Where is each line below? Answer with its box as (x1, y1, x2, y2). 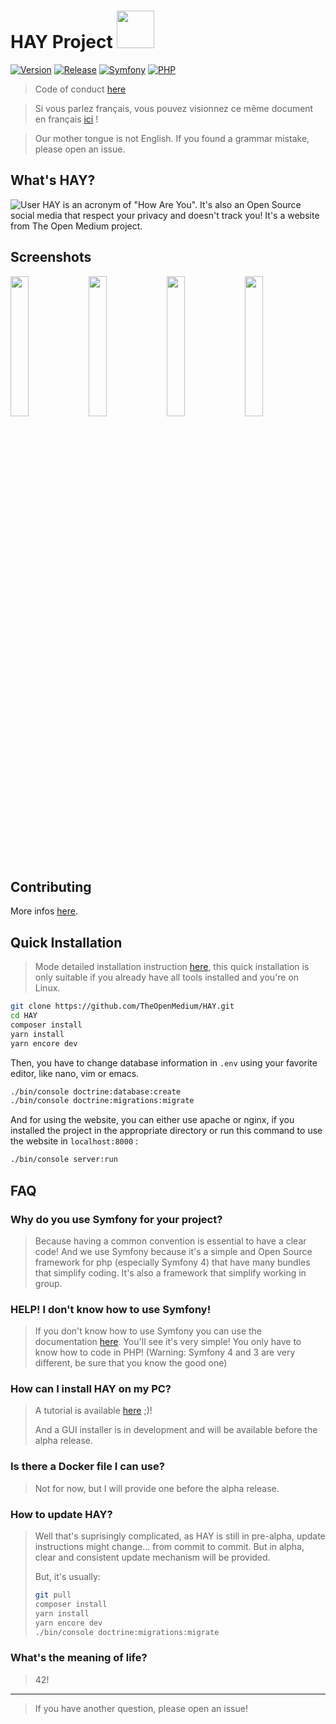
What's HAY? (10, 172, 96, 189)
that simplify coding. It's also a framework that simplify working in (34, 1266, 307, 1279)
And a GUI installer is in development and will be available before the (34, 1424, 318, 1436)
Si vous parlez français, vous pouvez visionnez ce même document (34, 102, 314, 114)
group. (34, 1277, 63, 1289)
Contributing (10, 878, 92, 895)
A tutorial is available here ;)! (34, 1405, 153, 1417)
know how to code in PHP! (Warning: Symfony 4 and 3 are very (34, 1346, 296, 1359)
